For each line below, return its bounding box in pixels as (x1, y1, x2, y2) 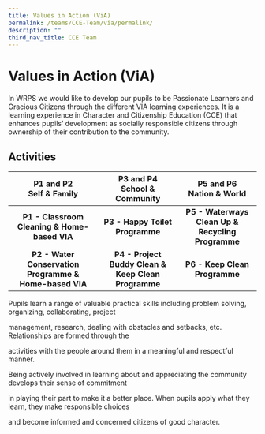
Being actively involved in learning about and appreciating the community (8, 370, 247, 379)
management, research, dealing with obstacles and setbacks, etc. (8, 323, 222, 331)
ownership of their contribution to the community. (8, 127, 170, 137)
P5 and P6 (197, 178, 237, 189)
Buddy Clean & (109, 259, 167, 269)
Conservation (27, 259, 80, 269)
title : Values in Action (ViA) (8, 11, 111, 20)
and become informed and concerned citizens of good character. (8, 417, 221, 426)
